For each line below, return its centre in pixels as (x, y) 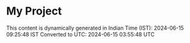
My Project (34, 11)
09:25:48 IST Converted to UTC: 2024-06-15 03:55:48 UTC (81, 34)
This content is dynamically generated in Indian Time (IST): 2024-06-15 (95, 28)
